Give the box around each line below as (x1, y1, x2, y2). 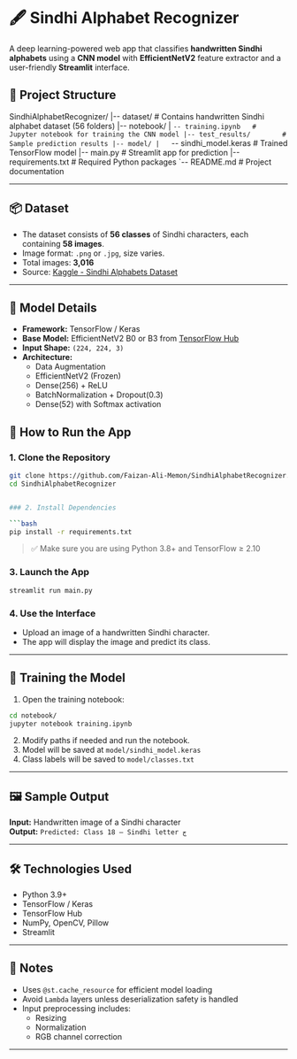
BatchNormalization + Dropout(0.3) (34, 389, 164, 400)
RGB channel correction (34, 1031, 123, 1041)
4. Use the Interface (9, 607, 96, 619)
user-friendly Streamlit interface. (9, 62, 130, 73)
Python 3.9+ (21, 889, 68, 900)
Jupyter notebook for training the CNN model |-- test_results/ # (9, 130, 287, 139)
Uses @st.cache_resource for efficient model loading (21, 984, 213, 994)
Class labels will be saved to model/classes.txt (21, 754, 194, 764)
